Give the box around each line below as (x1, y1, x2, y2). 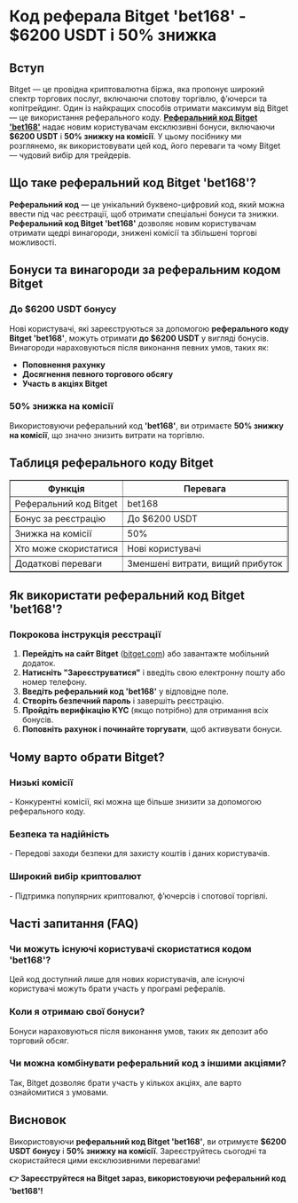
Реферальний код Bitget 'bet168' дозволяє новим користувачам (9, 217, 257, 228)
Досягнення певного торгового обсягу (21, 368, 174, 379)
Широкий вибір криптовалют (9, 870, 142, 883)
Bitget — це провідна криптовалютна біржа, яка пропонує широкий (9, 84, 264, 94)
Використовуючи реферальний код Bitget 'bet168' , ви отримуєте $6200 (9, 1136, 286, 1146)
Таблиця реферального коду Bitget (9, 455, 215, 471)
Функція (47, 482, 86, 494)
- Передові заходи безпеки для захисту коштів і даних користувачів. (9, 848, 271, 859)
